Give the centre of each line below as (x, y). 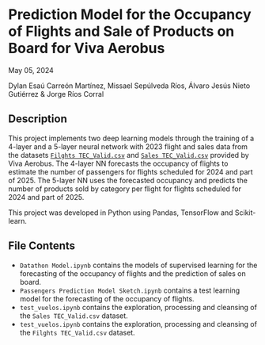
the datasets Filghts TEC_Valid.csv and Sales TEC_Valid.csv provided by (129, 155)
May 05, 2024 (31, 70)
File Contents (42, 246)
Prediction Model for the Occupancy (130, 15)
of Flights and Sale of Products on (121, 31)
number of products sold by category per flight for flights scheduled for (125, 189)
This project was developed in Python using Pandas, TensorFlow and (121, 213)
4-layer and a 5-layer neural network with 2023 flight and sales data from (128, 146)
